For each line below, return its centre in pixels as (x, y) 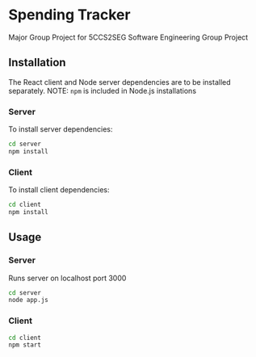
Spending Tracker (69, 15)
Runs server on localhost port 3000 (67, 278)
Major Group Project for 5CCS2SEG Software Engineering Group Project (128, 37)
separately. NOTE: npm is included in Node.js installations (102, 90)
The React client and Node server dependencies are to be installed (120, 82)
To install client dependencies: (59, 190)
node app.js (28, 300)
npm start (25, 345)
